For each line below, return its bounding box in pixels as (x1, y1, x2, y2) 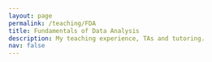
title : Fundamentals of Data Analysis (8, 27, 140, 35)
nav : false (8, 42, 45, 50)
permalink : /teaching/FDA (8, 19, 96, 27)
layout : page (8, 11, 53, 20)
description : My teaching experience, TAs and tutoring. (8, 34, 206, 43)
